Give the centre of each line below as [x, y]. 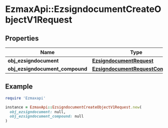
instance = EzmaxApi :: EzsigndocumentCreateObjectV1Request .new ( [73, 107]
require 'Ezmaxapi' [25, 98]
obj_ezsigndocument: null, [38, 112]
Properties [22, 38]
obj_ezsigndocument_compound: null [47, 116]
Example [19, 87]
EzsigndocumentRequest [123, 61]
